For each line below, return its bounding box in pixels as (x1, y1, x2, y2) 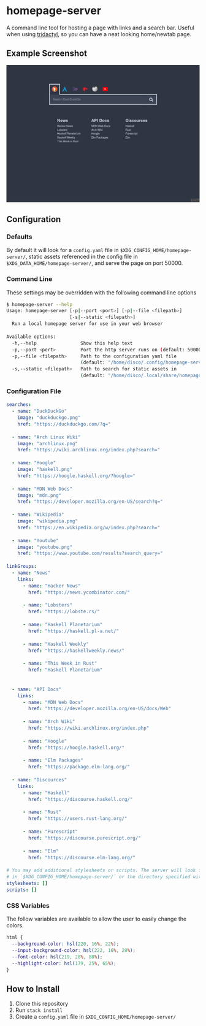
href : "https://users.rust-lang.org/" (28, 816, 128, 822)
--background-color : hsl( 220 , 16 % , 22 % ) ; (12, 941, 120, 948)
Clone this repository (15, 1000, 69, 1008)
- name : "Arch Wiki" (22, 719, 75, 725)
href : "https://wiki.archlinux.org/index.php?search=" (17, 447, 161, 453)
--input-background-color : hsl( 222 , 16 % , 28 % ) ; (12, 947, 136, 954)
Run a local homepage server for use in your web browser (12, 321, 164, 327)
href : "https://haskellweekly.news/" (28, 648, 124, 654)
